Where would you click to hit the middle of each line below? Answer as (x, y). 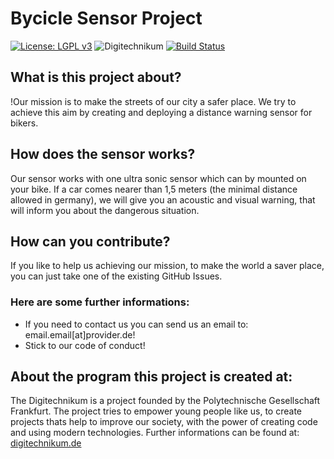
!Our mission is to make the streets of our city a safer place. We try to (153, 101)
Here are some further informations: (100, 302)
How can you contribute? (90, 241)
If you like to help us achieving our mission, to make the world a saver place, (167, 266)
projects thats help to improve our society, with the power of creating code (164, 422)
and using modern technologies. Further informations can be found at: (155, 433)
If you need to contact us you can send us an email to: (136, 324)
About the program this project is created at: (151, 377)
